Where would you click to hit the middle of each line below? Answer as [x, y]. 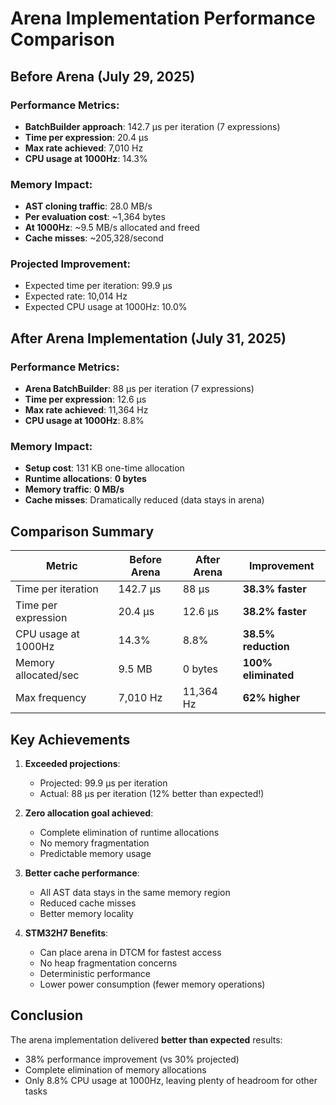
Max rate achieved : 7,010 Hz [84, 148]
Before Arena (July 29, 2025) [103, 76]
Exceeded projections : [72, 764]
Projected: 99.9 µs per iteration [103, 783]
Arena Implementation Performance [163, 18]
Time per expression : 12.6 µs [85, 399]
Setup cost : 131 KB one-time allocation [104, 468]
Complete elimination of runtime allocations [129, 833]
